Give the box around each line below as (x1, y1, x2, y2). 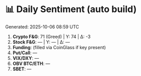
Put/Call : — (12, 50, 38, 56)
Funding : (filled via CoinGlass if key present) (12, 44, 106, 50)
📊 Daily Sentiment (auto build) (5, 4, 137, 15)
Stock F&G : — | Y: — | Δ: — (12, 39, 70, 45)
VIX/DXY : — (12, 55, 39, 61)
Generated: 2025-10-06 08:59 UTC (5, 23, 80, 30)
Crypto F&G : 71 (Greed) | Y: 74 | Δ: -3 (12, 33, 91, 40)
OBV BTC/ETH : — (12, 60, 51, 66)
